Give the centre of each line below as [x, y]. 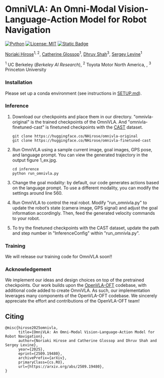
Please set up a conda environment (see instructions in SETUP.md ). [73, 93]
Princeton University [26, 69]
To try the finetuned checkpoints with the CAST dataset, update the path [86, 228]
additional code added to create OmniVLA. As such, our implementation [78, 291]
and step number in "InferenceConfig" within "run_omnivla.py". [76, 233]
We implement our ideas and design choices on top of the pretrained [75, 280]
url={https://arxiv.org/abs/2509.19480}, [61, 367]
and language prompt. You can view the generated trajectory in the [80, 155]
